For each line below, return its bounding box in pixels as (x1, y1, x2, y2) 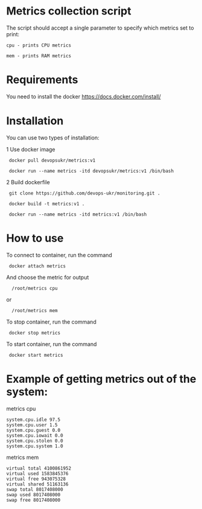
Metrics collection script (6, 4, 131, 18)
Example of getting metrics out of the (6, 372, 197, 386)
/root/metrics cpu (11, 285, 58, 291)
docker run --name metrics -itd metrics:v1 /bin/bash (8, 211, 147, 217)
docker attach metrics (8, 263, 66, 269)
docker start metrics (8, 352, 63, 358)
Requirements (6, 73, 78, 87)
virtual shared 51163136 (6, 481, 69, 487)
